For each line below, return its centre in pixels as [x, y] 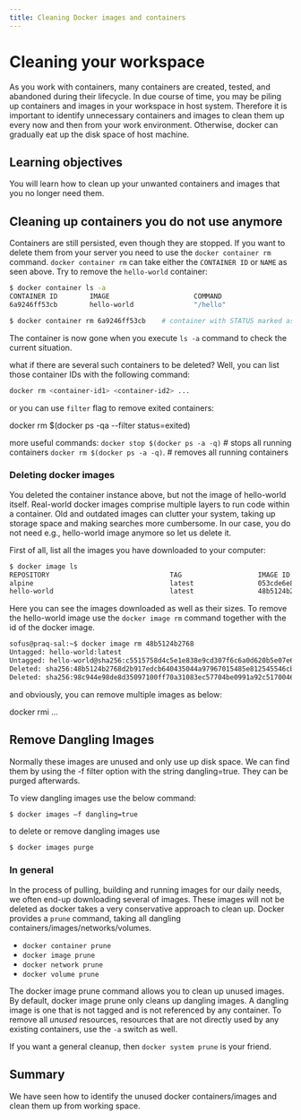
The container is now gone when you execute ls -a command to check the [148, 338]
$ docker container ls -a [57, 288]
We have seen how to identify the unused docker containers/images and [143, 1096]
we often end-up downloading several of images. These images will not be [147, 899]
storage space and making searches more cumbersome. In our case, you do [150, 523]
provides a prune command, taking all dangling [95, 918]
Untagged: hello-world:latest [66, 653]
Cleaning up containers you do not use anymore [146, 222]
